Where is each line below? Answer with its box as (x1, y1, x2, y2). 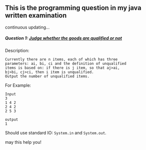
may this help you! (5, 139, 42, 145)
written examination (5, 12, 67, 20)
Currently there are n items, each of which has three (5, 57, 118, 62)
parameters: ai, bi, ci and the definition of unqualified (5, 61, 127, 66)
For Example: (5, 82, 31, 88)
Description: (5, 47, 29, 53)
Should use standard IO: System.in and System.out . (5, 130, 106, 135)
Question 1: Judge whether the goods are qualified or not (5, 35, 122, 41)
